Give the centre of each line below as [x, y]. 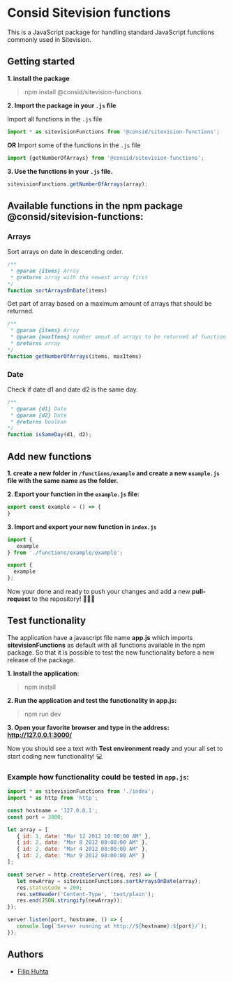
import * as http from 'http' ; [53, 798]
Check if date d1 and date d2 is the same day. [73, 389]
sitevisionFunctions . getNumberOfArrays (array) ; [78, 184]
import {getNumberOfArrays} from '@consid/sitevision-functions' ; [106, 158]
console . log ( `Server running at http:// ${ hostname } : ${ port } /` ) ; [112, 926]
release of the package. [41, 660]
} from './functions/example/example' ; [65, 553]
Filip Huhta [33, 971]
